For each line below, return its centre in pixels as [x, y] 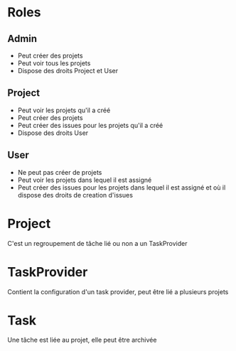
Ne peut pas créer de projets [60, 172]
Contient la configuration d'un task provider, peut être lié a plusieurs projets [118, 291]
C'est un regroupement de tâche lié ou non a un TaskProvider [97, 243]
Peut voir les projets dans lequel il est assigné [85, 180]
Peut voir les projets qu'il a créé [64, 110]
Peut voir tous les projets [54, 63]
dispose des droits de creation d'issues [75, 195]
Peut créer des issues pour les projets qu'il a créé [90, 125]
